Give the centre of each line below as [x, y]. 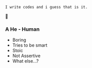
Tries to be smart [30, 45]
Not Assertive [26, 56]
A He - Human [22, 29]
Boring [19, 40]
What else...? [25, 61]
